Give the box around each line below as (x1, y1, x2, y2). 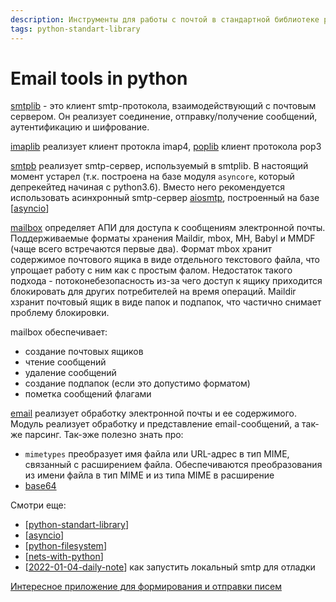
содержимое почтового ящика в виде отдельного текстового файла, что (10, 254, 320, 266)
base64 (24, 480, 57, 492)
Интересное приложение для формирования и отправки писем (10, 581, 282, 593)
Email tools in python (10, 67, 188, 90)
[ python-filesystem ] (24, 540, 107, 552)
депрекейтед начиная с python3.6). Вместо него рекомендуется (10, 181, 286, 193)
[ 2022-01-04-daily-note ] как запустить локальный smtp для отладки (24, 561, 316, 573)
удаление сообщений (24, 367, 117, 379)
